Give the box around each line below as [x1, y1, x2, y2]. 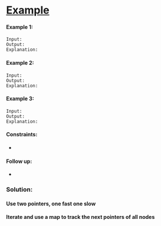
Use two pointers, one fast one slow [6, 200, 96, 207]
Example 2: [6, 59, 34, 66]
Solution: [6, 185, 33, 194]
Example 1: [6, 23, 34, 30]
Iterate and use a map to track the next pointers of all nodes [6, 214, 155, 221]
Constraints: [6, 131, 38, 138]
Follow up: [6, 158, 32, 165]
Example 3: [6, 95, 34, 102]
